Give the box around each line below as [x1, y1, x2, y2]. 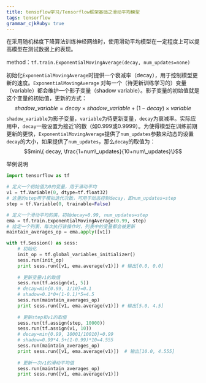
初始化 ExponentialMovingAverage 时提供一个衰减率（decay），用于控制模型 [6, 72, 193, 79]
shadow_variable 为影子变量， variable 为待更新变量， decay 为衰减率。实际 [6, 115, 191, 123]
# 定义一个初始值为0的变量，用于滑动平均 [6, 184, 97, 190]
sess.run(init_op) [17, 257, 64, 264]
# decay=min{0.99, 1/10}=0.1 [17, 286, 92, 292]
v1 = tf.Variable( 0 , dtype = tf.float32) [6, 189, 109, 196]
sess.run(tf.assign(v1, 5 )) [17, 280, 89, 286]
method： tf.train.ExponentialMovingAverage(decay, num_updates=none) [6, 59, 191, 66]
